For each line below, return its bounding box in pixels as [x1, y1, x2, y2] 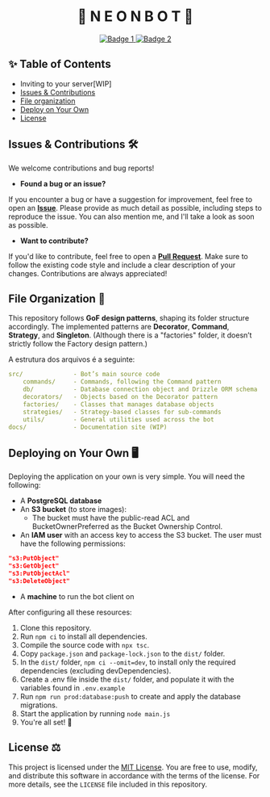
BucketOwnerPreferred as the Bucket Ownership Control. [31, 522, 223, 531]
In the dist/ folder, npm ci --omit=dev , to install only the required [19, 657, 236, 667]
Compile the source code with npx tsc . [19, 640, 150, 649]
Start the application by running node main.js [19, 708, 171, 718]
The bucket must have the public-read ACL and [31, 513, 190, 523]
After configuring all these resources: [8, 607, 132, 617]
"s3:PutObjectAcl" [8, 569, 70, 577]
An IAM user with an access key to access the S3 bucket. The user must [19, 531, 262, 540]
